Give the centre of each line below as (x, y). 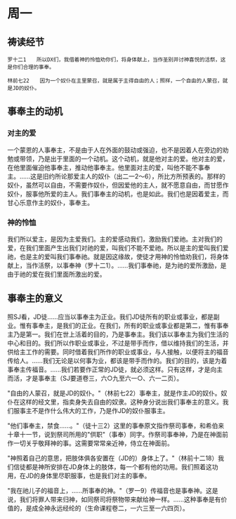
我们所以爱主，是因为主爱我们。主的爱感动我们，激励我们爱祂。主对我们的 (115, 239)
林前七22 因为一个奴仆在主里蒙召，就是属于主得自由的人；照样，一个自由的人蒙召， (115, 81)
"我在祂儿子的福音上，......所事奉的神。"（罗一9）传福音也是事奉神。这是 (113, 490)
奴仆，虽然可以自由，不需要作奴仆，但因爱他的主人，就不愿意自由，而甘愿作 (118, 185)
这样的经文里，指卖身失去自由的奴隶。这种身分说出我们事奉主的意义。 (121, 402)
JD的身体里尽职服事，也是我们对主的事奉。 (88, 475)
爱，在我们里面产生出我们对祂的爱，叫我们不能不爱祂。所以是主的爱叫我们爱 (118, 248)
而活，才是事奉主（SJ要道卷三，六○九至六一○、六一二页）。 (95, 378)
